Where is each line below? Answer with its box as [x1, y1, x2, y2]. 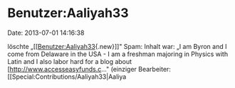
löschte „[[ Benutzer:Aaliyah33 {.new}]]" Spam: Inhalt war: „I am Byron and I [7, 42, 227, 50]
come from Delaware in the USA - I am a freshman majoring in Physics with [7, 50, 229, 58]
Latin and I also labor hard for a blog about [7, 57, 132, 65]
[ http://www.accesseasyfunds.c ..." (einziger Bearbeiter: [7, 65, 171, 73]
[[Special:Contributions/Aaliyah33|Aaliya [7, 72, 127, 81]
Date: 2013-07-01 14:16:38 [7, 28, 85, 37]
